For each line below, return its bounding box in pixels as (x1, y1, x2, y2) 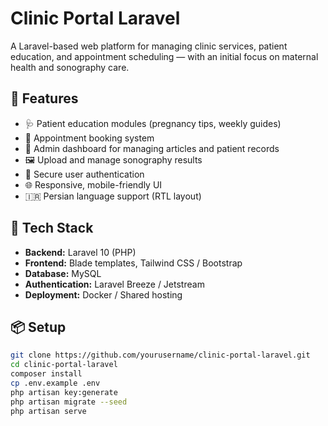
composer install (10, 369, 83, 379)
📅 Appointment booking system (24, 132, 155, 144)
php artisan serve (10, 406, 87, 416)
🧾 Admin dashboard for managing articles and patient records (24, 142, 280, 154)
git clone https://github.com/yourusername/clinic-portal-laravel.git (10, 350, 311, 361)
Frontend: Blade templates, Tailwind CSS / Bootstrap (24, 257, 243, 269)
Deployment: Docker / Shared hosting (24, 288, 183, 301)
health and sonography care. (10, 61, 130, 73)
